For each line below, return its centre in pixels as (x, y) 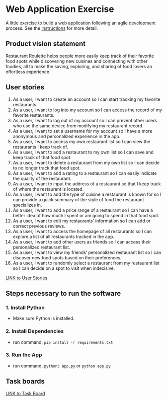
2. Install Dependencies (35, 331)
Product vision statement (46, 44)
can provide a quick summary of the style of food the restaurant (78, 199)
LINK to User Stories (27, 278)
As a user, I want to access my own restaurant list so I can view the (82, 141)
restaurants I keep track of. (41, 147)
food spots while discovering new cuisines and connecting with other (77, 61)
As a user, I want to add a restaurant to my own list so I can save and (83, 152)
